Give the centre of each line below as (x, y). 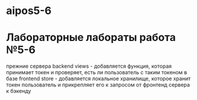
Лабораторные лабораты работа (91, 38)
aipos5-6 (29, 11)
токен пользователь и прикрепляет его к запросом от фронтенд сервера (98, 85)
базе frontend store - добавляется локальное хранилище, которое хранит (98, 79)
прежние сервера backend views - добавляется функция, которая (89, 66)
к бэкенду (19, 91)
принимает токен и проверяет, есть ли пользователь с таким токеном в (96, 73)
